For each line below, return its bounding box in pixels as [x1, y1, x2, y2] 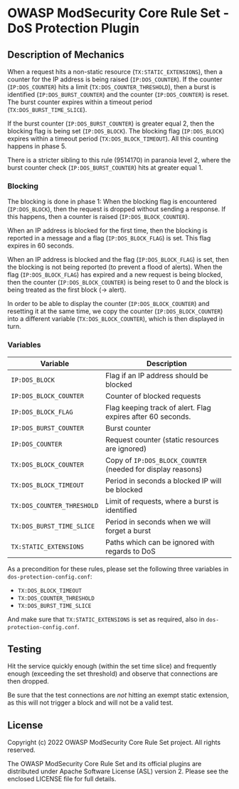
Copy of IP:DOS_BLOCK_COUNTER [105, 455, 207, 465]
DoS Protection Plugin [7, 20, 140, 36]
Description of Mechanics [7, 49, 124, 61]
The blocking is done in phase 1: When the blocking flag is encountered [7, 198, 217, 206]
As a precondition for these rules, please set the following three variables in [7, 564, 229, 573]
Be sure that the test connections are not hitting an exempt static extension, [7, 691, 229, 700]
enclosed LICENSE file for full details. [7, 775, 117, 783]
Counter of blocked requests [105, 391, 201, 401]
